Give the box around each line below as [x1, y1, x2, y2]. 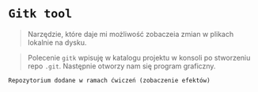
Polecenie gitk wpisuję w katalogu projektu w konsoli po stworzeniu [27, 53, 251, 62]
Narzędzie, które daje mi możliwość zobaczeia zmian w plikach [27, 29, 234, 39]
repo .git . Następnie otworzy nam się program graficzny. [27, 61, 216, 71]
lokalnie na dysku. [27, 38, 87, 47]
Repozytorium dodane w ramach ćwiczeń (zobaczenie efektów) [8, 76, 211, 84]
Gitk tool [8, 6, 73, 21]
